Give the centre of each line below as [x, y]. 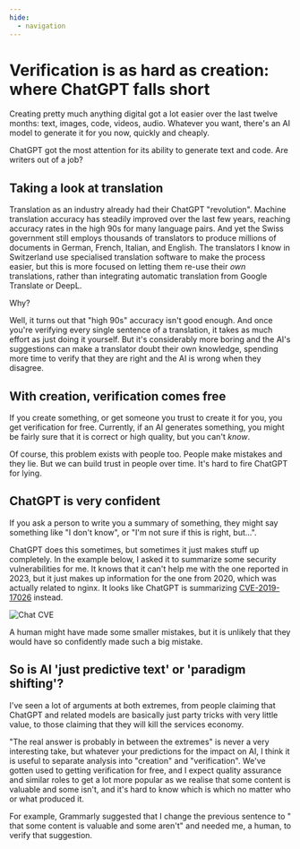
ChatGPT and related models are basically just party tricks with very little [144, 715]
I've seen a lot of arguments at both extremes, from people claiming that [142, 705]
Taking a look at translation [86, 188]
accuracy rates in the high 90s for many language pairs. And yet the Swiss [146, 228]
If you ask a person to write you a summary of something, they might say [144, 523]
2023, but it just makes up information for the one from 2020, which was [143, 578]
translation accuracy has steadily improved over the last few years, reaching [150, 219]
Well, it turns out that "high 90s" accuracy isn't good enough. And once [141, 321]
